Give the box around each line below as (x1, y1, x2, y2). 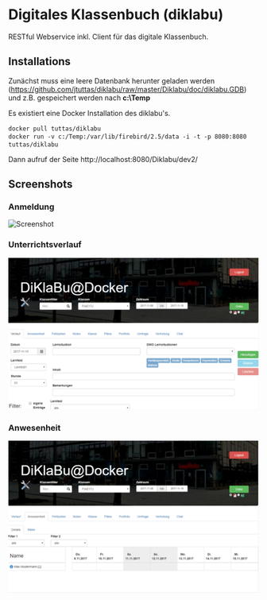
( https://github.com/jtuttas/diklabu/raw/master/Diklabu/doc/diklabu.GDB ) (8, 84, 247, 94)
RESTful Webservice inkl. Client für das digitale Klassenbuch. (8, 32, 209, 41)
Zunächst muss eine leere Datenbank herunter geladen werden (8, 75, 215, 85)
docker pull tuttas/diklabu (8, 125, 102, 133)
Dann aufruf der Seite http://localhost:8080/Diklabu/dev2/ (8, 154, 199, 164)
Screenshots (8, 177, 73, 192)
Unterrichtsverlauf (8, 239, 82, 250)
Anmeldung (8, 201, 55, 212)
